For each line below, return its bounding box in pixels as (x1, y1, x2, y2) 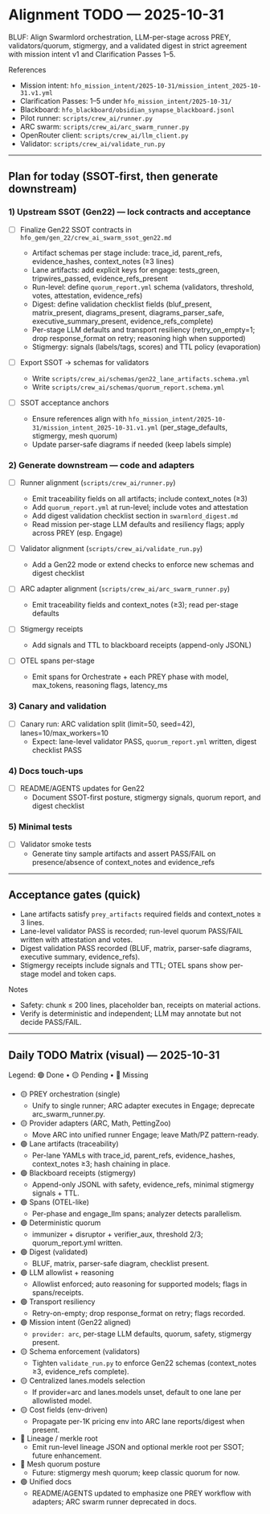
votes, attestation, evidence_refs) (31, 290, 143, 300)
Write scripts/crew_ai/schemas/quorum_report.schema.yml (31, 382, 225, 392)
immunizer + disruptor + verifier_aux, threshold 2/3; (31, 1229, 203, 1240)
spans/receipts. (31, 1288, 84, 1298)
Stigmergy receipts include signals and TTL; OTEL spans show (19, 961, 227, 970)
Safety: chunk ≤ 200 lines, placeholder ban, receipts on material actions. (19, 1000, 261, 1010)
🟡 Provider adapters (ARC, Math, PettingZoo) (19, 1118, 171, 1128)
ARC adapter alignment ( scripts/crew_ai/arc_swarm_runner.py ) (19, 584, 231, 594)
